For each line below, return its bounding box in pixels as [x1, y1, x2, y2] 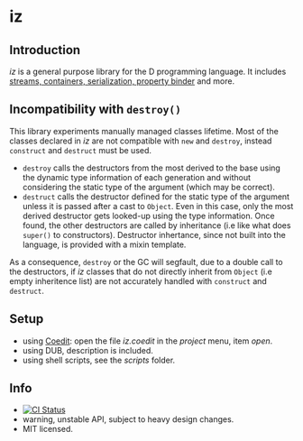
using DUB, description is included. [22, 345, 153, 355]
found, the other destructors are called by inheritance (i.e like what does [22, 219, 291, 231]
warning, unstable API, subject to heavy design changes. [22, 414, 234, 425]
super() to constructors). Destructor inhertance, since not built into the [22, 229, 286, 240]
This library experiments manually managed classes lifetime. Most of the [9, 125, 280, 136]
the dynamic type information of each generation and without [22, 171, 251, 182]
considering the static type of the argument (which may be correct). [22, 181, 275, 192]
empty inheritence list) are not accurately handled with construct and [9, 275, 268, 286]
